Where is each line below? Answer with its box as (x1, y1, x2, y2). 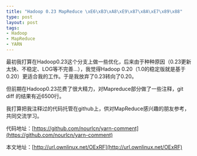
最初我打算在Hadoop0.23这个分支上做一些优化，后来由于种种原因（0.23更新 (6, 58, 192, 65)
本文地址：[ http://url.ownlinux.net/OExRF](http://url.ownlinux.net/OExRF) (6, 143, 183, 150)
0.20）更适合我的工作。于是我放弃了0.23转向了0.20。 (6, 73, 137, 80)
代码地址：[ (6, 124, 34, 132)
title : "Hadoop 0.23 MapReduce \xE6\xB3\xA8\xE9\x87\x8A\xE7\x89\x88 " (6, 8, 183, 15)
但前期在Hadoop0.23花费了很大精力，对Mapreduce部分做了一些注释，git (6, 85, 183, 92)
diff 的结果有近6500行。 (6, 92, 65, 100)
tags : (6, 25, 19, 31)
